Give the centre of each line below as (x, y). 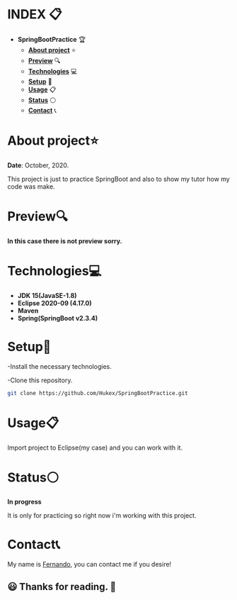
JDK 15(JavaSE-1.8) (47, 295)
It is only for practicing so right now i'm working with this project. (102, 516)
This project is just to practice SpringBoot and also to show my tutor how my (118, 179)
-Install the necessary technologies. (59, 366)
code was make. (31, 187)
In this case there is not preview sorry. (65, 241)
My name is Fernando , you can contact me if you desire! (89, 565)
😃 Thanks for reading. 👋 (62, 587)
